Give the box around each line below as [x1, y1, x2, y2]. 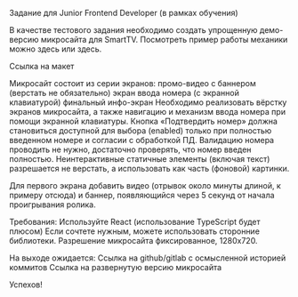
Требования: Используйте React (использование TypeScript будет [9, 217, 261, 227]
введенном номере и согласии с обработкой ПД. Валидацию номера [9, 135, 274, 145]
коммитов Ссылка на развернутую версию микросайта [9, 262, 222, 272]
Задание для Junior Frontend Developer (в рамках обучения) [9, 8, 238, 18]
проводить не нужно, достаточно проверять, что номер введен [9, 144, 252, 155]
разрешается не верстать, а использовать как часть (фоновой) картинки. [9, 164, 290, 173]
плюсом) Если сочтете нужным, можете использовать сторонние [9, 226, 261, 237]
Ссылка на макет [9, 61, 75, 71]
